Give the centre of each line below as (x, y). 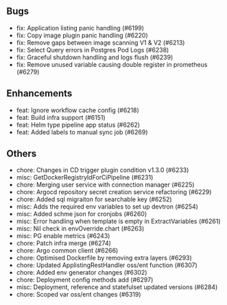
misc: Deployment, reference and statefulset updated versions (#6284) (117, 287)
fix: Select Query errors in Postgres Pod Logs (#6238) (93, 50)
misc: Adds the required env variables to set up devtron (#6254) (107, 207)
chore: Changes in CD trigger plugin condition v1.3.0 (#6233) (103, 170)
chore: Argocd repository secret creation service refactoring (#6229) (114, 192)
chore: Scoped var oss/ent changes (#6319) (79, 295)
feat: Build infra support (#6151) (61, 117)
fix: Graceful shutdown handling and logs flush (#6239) (95, 57)
